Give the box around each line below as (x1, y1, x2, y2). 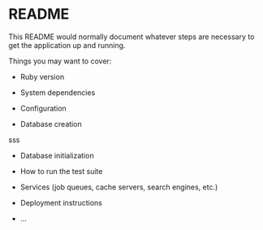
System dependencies (19, 87, 96, 98)
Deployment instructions (19, 197, 103, 207)
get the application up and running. (8, 40, 126, 50)
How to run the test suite (19, 166, 103, 176)
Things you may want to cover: (8, 56, 112, 66)
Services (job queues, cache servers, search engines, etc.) (19, 182, 218, 192)
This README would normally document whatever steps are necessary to (8, 32, 255, 41)
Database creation (19, 119, 83, 128)
